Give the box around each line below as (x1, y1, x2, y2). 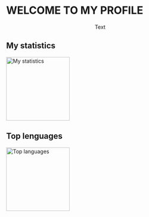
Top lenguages (6, 131, 63, 141)
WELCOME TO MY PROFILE (6, 4, 144, 17)
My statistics (6, 41, 55, 51)
